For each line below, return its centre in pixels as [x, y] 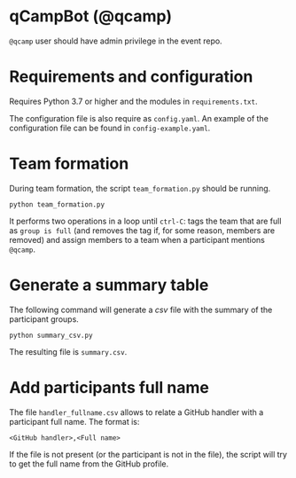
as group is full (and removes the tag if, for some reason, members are [142, 230]
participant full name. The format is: [74, 421]
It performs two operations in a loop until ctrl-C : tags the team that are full [145, 221]
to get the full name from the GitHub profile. [89, 464]
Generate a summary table [109, 285]
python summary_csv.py [51, 335]
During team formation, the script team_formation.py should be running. [140, 188]
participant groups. [44, 319]
